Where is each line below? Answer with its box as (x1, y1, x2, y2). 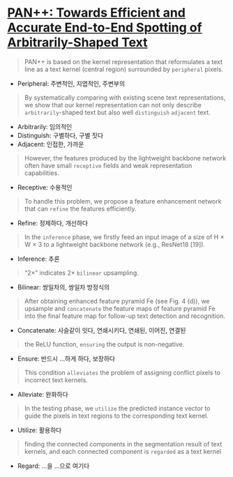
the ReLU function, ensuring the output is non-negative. (24, 340, 185, 348)
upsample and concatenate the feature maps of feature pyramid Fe (24, 304, 216, 312)
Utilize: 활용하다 (17, 425, 62, 434)
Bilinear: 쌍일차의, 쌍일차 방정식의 (17, 282, 110, 291)
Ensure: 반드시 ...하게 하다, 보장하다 (17, 354, 115, 363)
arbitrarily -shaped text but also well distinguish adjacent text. (24, 108, 211, 116)
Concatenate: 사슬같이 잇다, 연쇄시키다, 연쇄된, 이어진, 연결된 (17, 326, 186, 334)
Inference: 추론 (17, 255, 61, 263)
